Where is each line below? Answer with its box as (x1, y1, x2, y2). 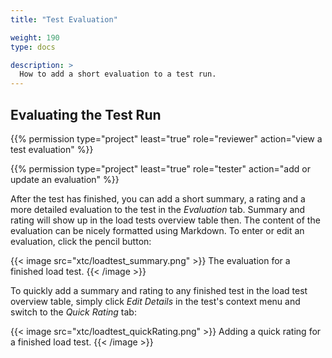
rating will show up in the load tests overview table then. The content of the (10, 214, 321, 226)
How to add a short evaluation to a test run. (19, 69, 217, 80)
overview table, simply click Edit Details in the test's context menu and (10, 295, 301, 307)
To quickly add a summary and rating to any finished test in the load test (10, 284, 308, 296)
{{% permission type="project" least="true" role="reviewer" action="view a (10, 132, 323, 145)
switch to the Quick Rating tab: (10, 306, 137, 318)
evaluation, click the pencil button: (10, 235, 152, 247)
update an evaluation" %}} (10, 173, 120, 185)
